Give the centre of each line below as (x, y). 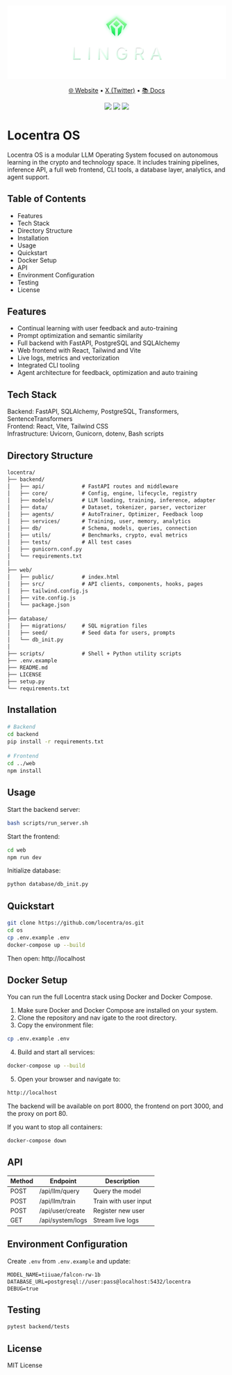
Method (22, 1181)
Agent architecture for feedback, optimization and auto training (107, 373)
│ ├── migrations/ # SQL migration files (77, 626)
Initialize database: (34, 870)
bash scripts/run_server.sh (48, 823)
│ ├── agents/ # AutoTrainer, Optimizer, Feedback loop (105, 514)
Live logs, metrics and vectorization (68, 358)
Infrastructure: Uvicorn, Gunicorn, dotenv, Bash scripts (86, 433)
